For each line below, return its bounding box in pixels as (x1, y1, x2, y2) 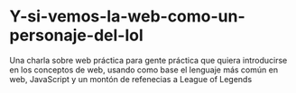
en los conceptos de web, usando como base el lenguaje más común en (9, 64, 278, 75)
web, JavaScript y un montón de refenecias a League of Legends (9, 73, 253, 84)
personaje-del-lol (9, 25, 144, 46)
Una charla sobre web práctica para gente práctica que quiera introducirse (9, 55, 288, 65)
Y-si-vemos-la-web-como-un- (9, 6, 245, 27)
